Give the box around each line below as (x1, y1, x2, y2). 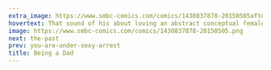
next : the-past (8, 34, 60, 43)
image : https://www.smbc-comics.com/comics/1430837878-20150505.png (8, 27, 244, 35)
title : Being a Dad (8, 49, 74, 57)
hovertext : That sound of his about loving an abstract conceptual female (8, 19, 265, 27)
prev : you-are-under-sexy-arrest (8, 42, 121, 50)
